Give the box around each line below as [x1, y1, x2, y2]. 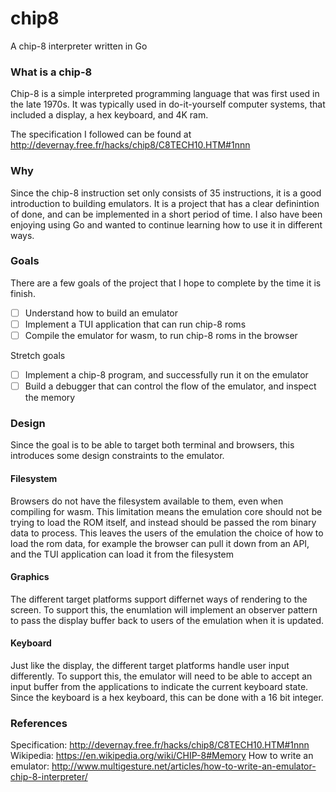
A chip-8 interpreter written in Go [10, 40, 148, 52]
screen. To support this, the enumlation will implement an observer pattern [10, 603, 318, 616]
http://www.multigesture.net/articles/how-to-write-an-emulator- [51, 760, 317, 772]
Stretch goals [10, 350, 66, 362]
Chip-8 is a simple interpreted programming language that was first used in [10, 88, 320, 100]
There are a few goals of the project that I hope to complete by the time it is [10, 277, 322, 289]
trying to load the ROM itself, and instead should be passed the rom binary [10, 516, 317, 528]
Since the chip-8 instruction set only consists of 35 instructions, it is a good [10, 187, 322, 199]
